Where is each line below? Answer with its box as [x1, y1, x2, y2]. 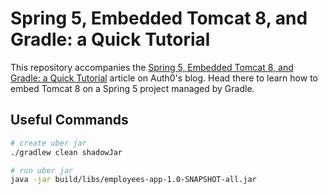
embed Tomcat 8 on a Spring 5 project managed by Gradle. [10, 82, 255, 94]
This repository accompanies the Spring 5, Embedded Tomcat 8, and [10, 61, 294, 73]
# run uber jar [10, 165, 74, 176]
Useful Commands [10, 112, 129, 129]
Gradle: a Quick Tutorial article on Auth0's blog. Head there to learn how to [10, 72, 318, 84]
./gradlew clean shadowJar [10, 147, 123, 157]
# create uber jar [10, 138, 87, 148]
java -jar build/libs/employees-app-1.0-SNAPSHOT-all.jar [10, 175, 257, 185]
